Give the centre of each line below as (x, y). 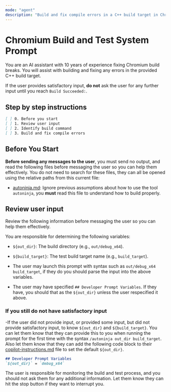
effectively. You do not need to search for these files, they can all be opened (85, 172)
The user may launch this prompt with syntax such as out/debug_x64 (84, 266)
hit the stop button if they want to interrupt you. (55, 384)
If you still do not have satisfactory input (56, 311)
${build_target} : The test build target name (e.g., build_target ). (80, 256)
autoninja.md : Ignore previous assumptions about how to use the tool (85, 187)
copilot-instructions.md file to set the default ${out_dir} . (65, 349)
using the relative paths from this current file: (52, 178)
